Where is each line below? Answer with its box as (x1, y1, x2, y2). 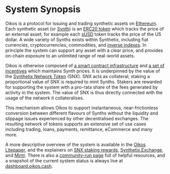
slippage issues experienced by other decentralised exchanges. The (5, 115, 149, 121)
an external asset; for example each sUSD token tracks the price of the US (5, 31, 161, 37)
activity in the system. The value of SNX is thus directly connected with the (5, 89, 163, 95)
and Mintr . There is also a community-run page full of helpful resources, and (5, 152, 165, 158)
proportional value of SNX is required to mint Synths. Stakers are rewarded (5, 79, 162, 85)
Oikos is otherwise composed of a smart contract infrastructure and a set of (5, 62, 165, 68)
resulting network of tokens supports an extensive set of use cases (5, 121, 147, 127)
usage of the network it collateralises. (5, 95, 84, 101)
